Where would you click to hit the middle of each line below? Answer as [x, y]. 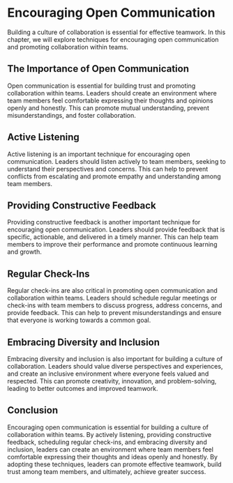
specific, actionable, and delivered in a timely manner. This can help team [113, 237]
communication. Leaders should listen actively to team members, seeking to [117, 161]
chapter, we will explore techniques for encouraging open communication [113, 39]
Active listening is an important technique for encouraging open [99, 154]
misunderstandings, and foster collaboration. [72, 115]
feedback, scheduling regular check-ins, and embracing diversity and [107, 442]
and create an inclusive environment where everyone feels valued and [108, 374]
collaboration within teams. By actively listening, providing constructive [109, 434]
